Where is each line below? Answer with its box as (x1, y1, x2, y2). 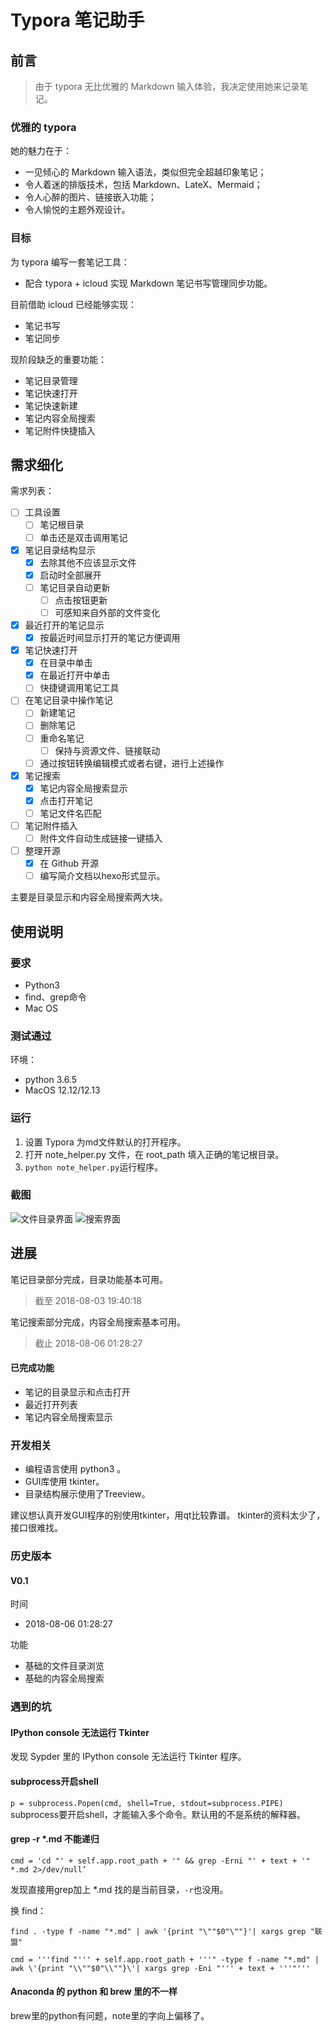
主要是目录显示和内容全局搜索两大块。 (10, 891, 168, 903)
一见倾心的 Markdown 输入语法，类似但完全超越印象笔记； (24, 166, 267, 178)
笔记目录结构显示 (24, 544, 96, 556)
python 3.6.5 (24, 1074, 77, 1086)
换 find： (10, 1904, 47, 1916)
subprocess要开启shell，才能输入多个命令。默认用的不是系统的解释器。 (10, 1808, 306, 1820)
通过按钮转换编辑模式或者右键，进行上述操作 (39, 757, 225, 769)
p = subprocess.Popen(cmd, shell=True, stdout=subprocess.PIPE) (10, 1798, 284, 1808)
